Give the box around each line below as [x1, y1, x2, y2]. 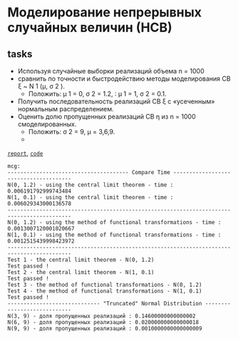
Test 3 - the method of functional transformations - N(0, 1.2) [7, 281, 202, 288]
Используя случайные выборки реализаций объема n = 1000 [17, 67, 205, 75]
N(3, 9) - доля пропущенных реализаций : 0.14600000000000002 [7, 313, 196, 320]
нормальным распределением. [17, 105, 114, 113]
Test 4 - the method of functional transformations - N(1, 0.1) [7, 288, 202, 295]
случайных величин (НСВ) [7, 19, 172, 36]
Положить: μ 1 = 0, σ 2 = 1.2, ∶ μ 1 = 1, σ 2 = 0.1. [28, 90, 167, 98]
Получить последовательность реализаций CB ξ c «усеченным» [17, 97, 215, 106]
